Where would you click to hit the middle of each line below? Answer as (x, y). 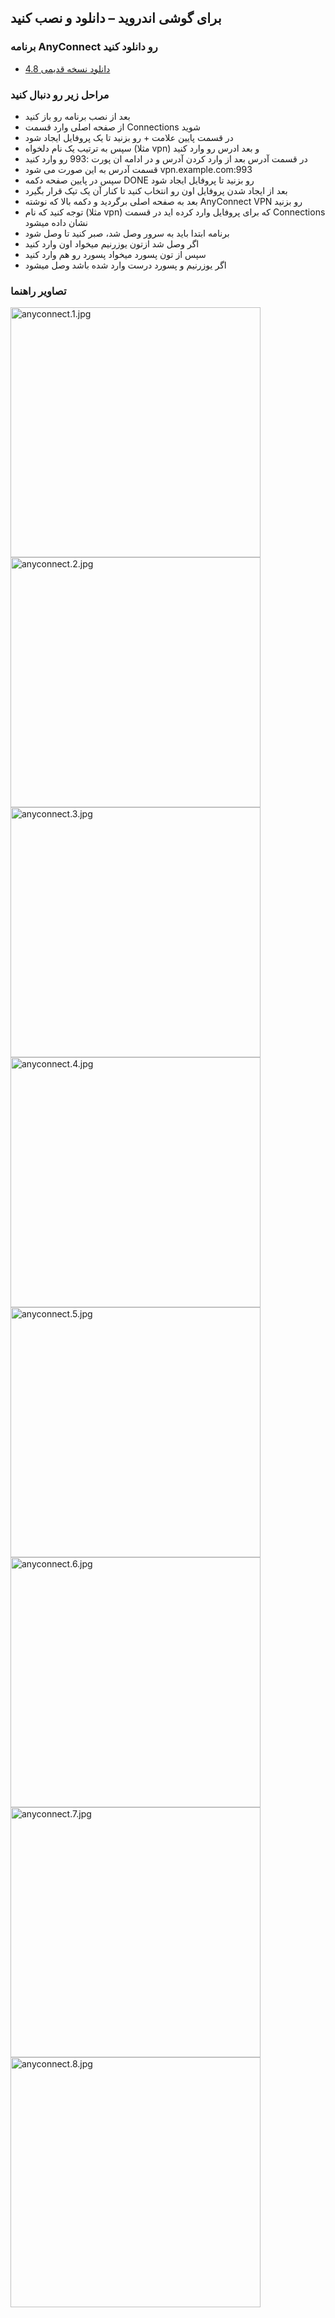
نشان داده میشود (56, 222)
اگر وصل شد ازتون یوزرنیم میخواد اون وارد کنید (112, 243)
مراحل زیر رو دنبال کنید (60, 94)
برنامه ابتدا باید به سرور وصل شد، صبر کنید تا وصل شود (127, 233)
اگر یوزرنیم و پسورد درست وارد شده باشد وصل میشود (125, 265)
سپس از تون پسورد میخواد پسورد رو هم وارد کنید (115, 254)
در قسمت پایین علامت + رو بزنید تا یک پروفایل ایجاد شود (129, 137)
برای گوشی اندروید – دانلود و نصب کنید (116, 18)
